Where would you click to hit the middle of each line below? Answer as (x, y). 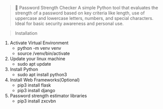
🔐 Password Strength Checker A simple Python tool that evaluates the (86, 8)
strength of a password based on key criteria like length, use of (80, 13)
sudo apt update (34, 64)
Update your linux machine (38, 59)
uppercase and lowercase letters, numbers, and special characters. (84, 18)
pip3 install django (36, 90)
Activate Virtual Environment (39, 43)
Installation (26, 33)
